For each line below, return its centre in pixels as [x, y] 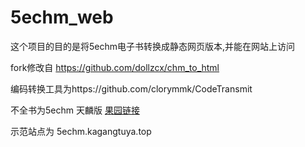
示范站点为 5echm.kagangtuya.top [81, 131]
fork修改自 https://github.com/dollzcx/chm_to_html [115, 67]
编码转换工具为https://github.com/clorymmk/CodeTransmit [131, 88]
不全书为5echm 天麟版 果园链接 [75, 110]
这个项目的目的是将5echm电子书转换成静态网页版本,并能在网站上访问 [153, 46]
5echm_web [62, 17]
